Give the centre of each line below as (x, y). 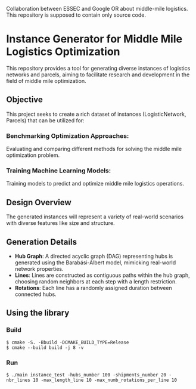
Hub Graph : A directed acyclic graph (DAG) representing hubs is (94, 256)
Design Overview (39, 202)
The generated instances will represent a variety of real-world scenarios (95, 217)
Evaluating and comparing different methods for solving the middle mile (94, 149)
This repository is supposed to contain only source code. (76, 15)
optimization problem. (33, 155)
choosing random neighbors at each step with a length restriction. (96, 281)
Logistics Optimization (63, 52)
